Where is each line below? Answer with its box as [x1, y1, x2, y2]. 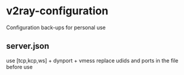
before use [6, 63, 33, 70]
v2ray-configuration [6, 4, 109, 18]
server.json [6, 41, 49, 51]
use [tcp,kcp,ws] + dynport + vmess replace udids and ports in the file [6, 57, 179, 64]
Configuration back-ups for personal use [6, 24, 106, 31]
